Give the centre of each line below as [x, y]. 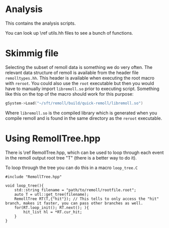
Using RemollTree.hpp [53, 138]
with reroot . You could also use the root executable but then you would [80, 83]
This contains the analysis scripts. [41, 23]
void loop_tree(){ [24, 185]
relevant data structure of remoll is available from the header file [72, 72]
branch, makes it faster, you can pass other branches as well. [74, 203]
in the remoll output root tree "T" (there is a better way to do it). [71, 158]
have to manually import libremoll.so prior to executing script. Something [82, 89]
